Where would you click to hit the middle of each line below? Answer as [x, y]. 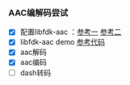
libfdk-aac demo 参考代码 [62, 42]
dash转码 [35, 72]
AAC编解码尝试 [38, 12]
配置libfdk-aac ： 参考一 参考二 [71, 32]
